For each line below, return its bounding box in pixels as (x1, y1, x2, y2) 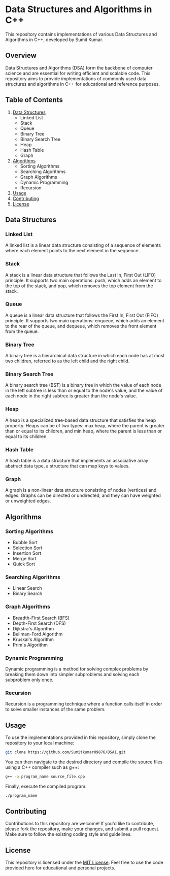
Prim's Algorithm (12, 642, 48, 648)
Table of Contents (5, 95, 63, 105)
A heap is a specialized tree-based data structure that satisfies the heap (5, 417, 156, 423)
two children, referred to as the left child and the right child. (5, 358, 130, 364)
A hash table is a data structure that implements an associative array (5, 458, 149, 464)
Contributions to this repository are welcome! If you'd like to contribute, (5, 821, 155, 827)
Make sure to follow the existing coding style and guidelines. (5, 831, 132, 837)
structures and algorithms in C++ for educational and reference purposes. (5, 81, 160, 87)
